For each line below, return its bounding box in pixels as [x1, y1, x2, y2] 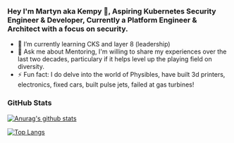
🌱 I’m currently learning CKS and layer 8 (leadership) [17, 40, 171, 49]
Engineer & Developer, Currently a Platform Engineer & [7, 15, 197, 25]
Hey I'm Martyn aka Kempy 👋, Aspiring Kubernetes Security [7, 6, 216, 16]
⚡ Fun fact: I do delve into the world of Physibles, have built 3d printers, [17, 70, 226, 79]
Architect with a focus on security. [7, 24, 128, 34]
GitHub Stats [7, 98, 52, 108]
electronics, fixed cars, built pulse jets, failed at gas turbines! [17, 80, 195, 89]
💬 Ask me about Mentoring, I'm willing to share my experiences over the [17, 47, 227, 56]
